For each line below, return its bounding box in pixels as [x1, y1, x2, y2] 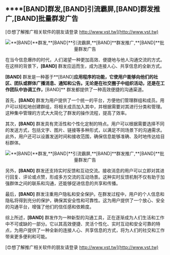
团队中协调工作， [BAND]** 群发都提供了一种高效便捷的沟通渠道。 [9, 86, 147, 92]
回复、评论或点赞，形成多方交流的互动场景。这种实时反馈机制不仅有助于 [9, 174, 160, 180]
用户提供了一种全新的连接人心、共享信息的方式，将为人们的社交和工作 [18, 227, 165, 233]
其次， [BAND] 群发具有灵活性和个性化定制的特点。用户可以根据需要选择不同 [5, 121, 164, 127]
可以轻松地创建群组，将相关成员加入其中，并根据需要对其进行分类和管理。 [9, 103, 165, 110]
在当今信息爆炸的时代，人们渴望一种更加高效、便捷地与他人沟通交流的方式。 [5, 56, 165, 62]
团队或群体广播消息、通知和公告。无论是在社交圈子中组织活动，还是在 [14, 80, 160, 86]
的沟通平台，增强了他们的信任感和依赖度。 [5, 203, 94, 209]
